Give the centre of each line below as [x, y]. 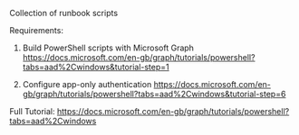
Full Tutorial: [32, 111]
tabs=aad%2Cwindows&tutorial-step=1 [96, 67]
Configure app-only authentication [87, 84]
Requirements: [36, 30]
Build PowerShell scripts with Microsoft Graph [108, 48]
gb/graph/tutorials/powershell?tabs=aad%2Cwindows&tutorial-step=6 [154, 94]
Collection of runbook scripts [64, 13]
